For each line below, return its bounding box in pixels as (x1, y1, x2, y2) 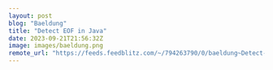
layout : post (8, 11, 53, 20)
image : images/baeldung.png (8, 42, 104, 50)
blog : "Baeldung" (8, 19, 67, 27)
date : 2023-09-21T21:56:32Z (8, 34, 104, 43)
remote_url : (8, 49, 49, 57)
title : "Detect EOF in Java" (8, 27, 107, 35)
